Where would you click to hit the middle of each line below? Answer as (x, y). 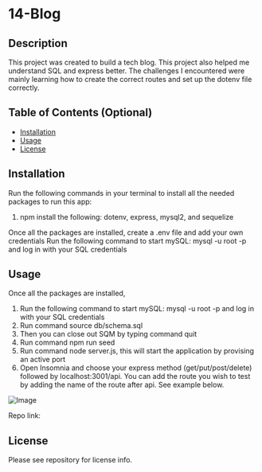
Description (38, 43)
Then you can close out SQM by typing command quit (108, 334)
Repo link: (25, 415)
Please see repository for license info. (70, 460)
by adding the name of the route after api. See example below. (122, 385)
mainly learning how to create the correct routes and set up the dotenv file (130, 79)
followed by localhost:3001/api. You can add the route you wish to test (135, 376)
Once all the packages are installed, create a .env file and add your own (126, 232)
